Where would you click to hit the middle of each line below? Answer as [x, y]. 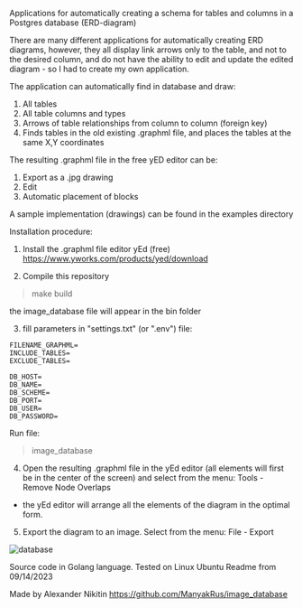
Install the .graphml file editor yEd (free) [96, 249]
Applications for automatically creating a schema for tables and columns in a [151, 13]
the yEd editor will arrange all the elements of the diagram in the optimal [156, 505]
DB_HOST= [26, 377]
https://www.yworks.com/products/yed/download [115, 258]
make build [52, 294]
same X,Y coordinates [63, 142]
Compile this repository [66, 276]
